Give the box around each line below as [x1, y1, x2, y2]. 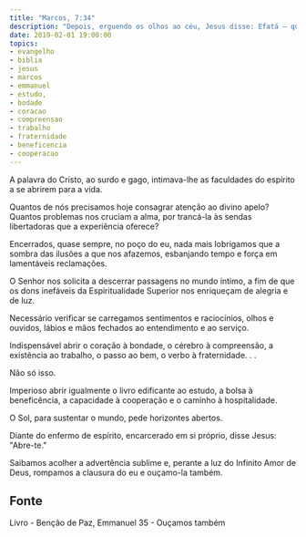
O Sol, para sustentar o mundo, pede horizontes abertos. [9, 412, 223, 423]
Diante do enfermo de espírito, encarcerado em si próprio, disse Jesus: [9, 429, 277, 440]
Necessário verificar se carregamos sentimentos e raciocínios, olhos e [9, 312, 275, 324]
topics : [9, 38, 39, 48]
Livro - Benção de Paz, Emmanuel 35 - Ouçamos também [9, 517, 226, 529]
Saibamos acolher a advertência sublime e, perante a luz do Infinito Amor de [9, 457, 297, 468]
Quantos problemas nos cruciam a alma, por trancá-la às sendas [9, 211, 252, 222]
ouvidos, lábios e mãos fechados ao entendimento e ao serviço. [9, 322, 250, 333]
